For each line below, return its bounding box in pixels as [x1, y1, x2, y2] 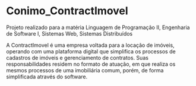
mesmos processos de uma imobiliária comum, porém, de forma [6, 66, 164, 74]
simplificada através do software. [6, 73, 88, 80]
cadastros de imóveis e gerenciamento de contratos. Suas [6, 54, 148, 61]
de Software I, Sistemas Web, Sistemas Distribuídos [6, 30, 133, 37]
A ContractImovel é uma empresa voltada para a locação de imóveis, [6, 42, 175, 49]
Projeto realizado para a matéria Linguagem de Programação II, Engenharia [6, 24, 190, 31]
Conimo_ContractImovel [6, 4, 129, 18]
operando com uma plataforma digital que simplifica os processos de [6, 47, 176, 55]
